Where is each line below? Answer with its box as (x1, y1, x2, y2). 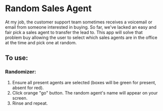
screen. (12, 95, 28, 101)
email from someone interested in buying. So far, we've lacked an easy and (5, 24, 157, 30)
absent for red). (12, 85, 44, 91)
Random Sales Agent (5, 3, 92, 14)
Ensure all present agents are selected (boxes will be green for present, (12, 79, 157, 85)
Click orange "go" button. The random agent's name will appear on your (12, 90, 158, 95)
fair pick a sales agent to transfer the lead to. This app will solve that (5, 29, 143, 35)
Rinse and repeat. (12, 100, 48, 106)
